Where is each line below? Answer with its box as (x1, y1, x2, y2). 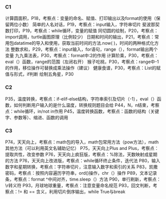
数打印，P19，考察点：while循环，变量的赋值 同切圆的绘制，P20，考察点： (5, 28, 159, 34)
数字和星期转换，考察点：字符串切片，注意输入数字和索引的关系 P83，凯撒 (5, 164, 158, 170)
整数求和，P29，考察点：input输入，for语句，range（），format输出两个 (10, 46, 158, 53)
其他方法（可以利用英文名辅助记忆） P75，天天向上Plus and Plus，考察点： (5, 145, 159, 151)
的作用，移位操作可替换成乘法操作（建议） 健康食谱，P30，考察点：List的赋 (5, 65, 161, 71)
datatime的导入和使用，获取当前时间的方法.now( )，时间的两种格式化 (13, 40, 155, 46)
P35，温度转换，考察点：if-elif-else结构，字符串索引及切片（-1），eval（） (5, 96, 157, 102)
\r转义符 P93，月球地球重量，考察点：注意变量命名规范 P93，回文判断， (5, 182, 153, 188)
